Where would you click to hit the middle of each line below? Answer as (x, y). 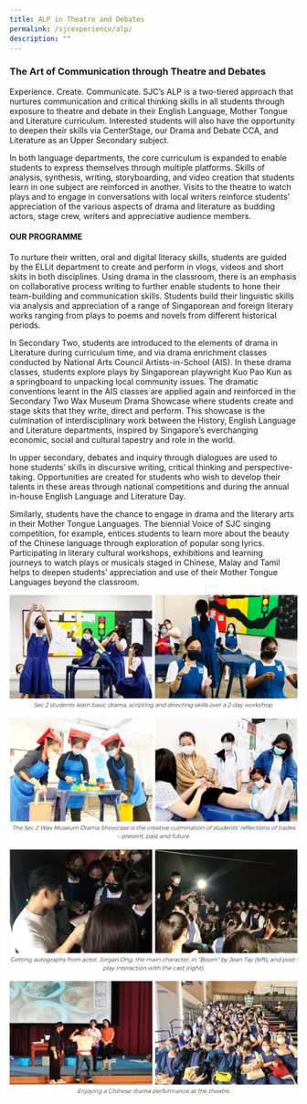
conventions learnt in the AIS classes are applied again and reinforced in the (153, 391)
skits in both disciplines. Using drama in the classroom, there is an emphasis (153, 276)
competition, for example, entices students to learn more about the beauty (149, 533)
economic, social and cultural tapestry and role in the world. (122, 439)
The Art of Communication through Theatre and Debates (138, 71)
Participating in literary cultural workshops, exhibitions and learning (136, 552)
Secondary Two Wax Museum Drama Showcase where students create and (152, 401)
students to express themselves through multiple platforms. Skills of (137, 167)
